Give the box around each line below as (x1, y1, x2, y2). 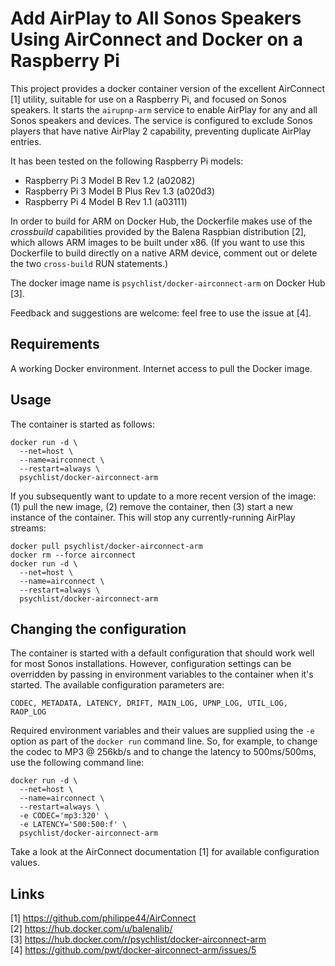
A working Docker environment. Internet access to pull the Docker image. (10, 362, 313, 374)
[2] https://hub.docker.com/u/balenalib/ (10, 923, 173, 935)
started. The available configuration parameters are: (10, 679, 225, 691)
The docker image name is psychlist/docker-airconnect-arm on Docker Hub (10, 277, 326, 289)
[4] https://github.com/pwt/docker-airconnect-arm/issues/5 (10, 944, 257, 956)
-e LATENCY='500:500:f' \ (19, 820, 128, 830)
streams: (10, 522, 47, 534)
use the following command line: (10, 757, 145, 769)
